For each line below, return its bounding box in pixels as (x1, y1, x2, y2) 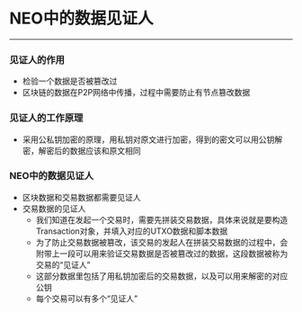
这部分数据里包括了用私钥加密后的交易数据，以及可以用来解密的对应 (35, 271, 289, 281)
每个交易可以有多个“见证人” (35, 293, 138, 304)
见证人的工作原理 (9, 111, 84, 124)
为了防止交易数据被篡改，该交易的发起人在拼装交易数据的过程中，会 (35, 236, 289, 247)
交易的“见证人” (35, 259, 91, 270)
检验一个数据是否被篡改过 (22, 76, 118, 86)
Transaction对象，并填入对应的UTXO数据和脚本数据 (35, 226, 228, 236)
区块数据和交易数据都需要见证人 (22, 192, 141, 202)
